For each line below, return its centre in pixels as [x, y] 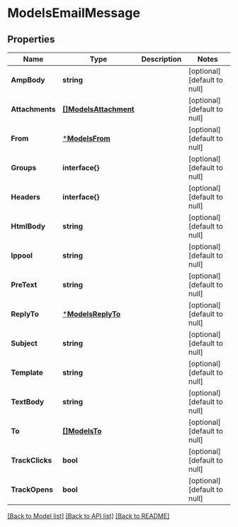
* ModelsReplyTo [92, 314]
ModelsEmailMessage [74, 13]
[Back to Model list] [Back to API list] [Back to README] [89, 516]
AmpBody [28, 80]
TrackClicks [32, 460]
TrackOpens [32, 489]
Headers [26, 197]
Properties [31, 39]
